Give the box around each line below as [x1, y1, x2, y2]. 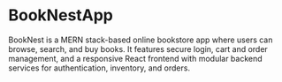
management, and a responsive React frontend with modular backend [8, 53, 263, 63]
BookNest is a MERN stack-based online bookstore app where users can [8, 34, 273, 45]
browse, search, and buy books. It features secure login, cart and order [8, 43, 269, 54]
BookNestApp [8, 5, 114, 26]
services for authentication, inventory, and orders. [8, 63, 191, 73]
